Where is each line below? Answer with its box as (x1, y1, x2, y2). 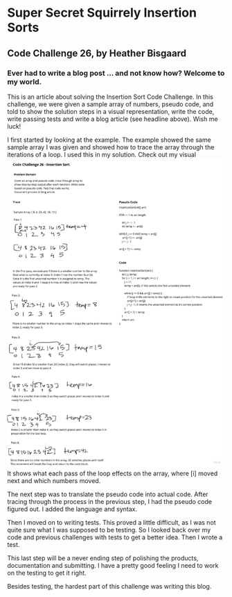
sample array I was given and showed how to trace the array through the (7, 142, 215, 151)
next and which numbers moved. (7, 476, 101, 484)
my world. (7, 76, 42, 86)
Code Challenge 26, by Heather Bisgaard (7, 47, 187, 59)
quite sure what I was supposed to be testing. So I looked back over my (7, 525, 211, 534)
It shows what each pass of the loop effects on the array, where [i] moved (7, 469, 218, 477)
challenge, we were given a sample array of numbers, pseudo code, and (7, 99, 214, 108)
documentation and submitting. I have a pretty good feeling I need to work (7, 561, 219, 569)
